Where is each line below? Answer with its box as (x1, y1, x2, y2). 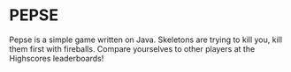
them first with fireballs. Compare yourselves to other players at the (9, 43, 256, 54)
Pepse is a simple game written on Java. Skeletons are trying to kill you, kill (9, 34, 283, 45)
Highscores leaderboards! (9, 53, 104, 63)
